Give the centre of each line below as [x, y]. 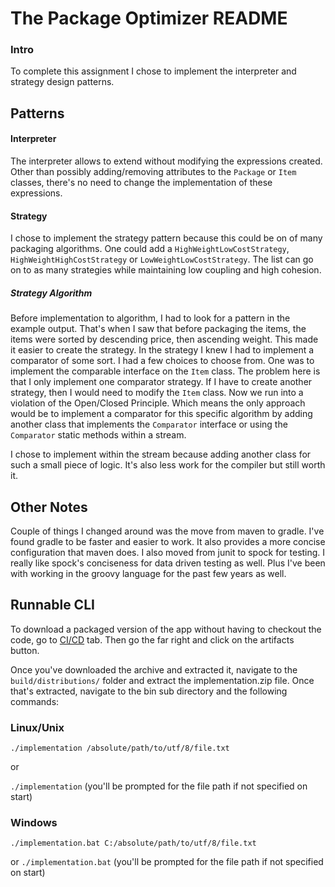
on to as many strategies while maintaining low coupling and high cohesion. [166, 270]
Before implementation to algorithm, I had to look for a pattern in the [150, 318]
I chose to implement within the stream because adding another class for [161, 454]
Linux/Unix [37, 727]
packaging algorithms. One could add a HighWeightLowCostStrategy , [150, 249]
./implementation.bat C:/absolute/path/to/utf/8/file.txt [133, 843]
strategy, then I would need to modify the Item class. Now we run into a [157, 393]
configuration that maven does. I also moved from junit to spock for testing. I [168, 553]
